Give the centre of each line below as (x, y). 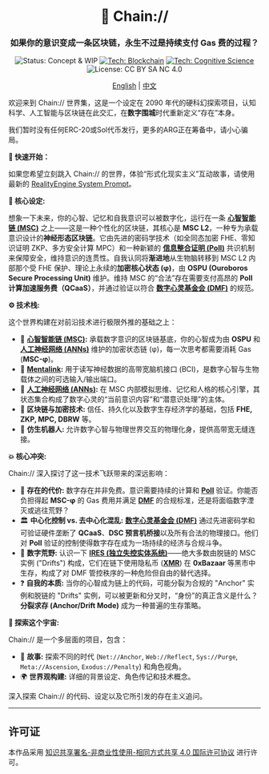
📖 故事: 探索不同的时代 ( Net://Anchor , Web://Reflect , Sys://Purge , (129, 657)
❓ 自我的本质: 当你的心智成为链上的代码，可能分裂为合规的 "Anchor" (132, 583)
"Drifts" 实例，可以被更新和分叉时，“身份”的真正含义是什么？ (158, 595)
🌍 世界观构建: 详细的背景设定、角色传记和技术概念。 (107, 677)
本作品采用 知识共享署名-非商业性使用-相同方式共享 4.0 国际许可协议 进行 (129, 752)
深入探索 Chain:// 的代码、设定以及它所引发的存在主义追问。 (108, 696)
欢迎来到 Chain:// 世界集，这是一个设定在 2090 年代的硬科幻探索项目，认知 (132, 103)
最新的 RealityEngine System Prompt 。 (72, 184)
